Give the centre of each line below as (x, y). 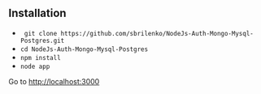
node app (35, 66)
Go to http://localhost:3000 (54, 81)
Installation (37, 13)
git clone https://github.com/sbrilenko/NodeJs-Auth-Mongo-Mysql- (139, 33)
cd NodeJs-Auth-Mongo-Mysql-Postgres (84, 49)
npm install (40, 58)
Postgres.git (42, 41)
